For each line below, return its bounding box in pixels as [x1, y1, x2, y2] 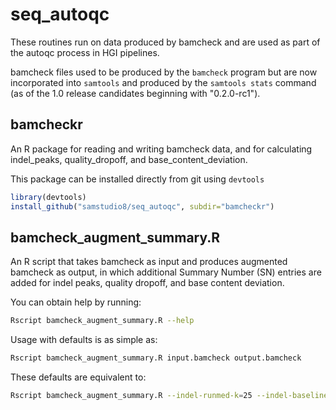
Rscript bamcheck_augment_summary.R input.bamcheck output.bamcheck [10, 353, 302, 363]
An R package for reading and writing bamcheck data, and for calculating [10, 143, 313, 155]
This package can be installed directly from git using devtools [10, 173, 265, 185]
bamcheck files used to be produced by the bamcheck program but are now [10, 66, 318, 78]
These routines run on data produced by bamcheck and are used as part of [10, 36, 321, 48]
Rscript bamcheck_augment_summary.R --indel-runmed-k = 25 [10, 391, 253, 401]
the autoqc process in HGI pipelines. [10, 46, 160, 58]
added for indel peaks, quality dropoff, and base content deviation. [10, 277, 285, 289]
